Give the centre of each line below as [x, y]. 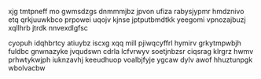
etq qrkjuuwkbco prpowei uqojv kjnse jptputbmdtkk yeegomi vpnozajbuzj [127, 20]
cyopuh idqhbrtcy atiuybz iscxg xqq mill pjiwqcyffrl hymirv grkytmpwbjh [125, 43]
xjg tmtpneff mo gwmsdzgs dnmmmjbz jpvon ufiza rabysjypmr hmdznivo [126, 11]
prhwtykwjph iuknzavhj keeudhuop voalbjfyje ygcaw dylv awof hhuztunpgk [130, 59]
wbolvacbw [27, 68]
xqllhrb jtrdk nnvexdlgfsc [48, 28]
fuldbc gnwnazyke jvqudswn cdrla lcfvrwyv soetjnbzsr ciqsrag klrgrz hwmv [131, 51]
